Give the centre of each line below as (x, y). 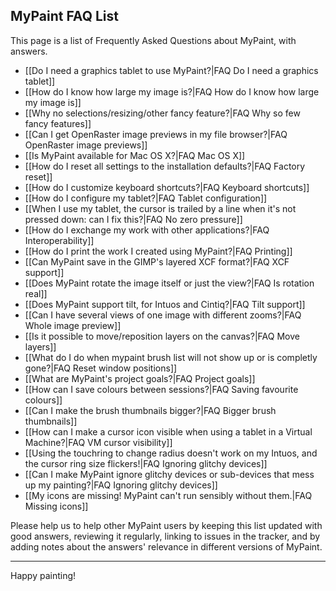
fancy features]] (58, 123)
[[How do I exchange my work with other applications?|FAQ (147, 230)
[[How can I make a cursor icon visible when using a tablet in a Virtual (168, 431)
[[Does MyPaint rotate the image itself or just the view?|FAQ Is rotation (169, 283)
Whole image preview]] (73, 325)
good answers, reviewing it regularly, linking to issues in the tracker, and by (165, 536)
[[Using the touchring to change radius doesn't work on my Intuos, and (171, 453)
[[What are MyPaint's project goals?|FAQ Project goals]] (140, 378)
